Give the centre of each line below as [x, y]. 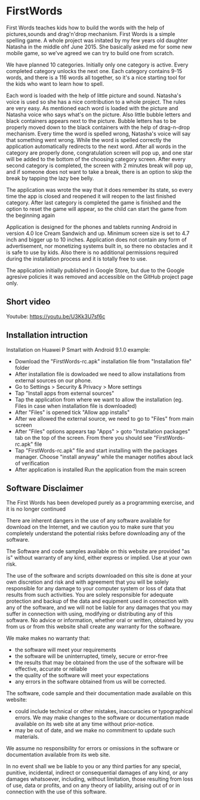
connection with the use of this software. [56, 792]
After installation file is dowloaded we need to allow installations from [100, 374]
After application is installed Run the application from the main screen [100, 469]
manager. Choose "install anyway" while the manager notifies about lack [104, 457]
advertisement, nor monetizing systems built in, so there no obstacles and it [99, 246]
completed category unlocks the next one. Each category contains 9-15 [94, 71]
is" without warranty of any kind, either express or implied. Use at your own [99, 558]
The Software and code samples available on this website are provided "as [98, 551]
